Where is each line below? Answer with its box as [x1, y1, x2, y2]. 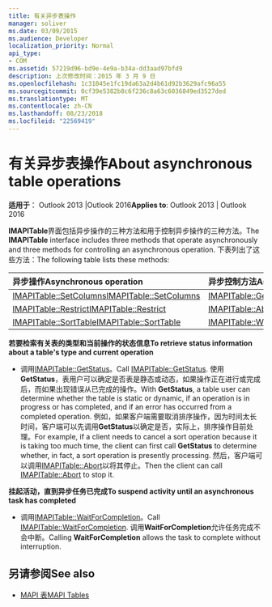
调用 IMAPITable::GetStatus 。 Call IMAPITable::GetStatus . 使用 [19, 363, 225, 373]
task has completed [8, 495, 77, 505]
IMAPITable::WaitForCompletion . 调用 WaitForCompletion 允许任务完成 [19, 522, 254, 532]
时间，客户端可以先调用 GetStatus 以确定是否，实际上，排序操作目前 [19, 422, 247, 431]
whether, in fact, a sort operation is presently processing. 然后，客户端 [19, 450, 256, 460]
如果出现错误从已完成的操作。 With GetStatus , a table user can [41, 384, 251, 393]
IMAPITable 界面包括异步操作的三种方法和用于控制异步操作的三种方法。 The [8, 226, 260, 236]
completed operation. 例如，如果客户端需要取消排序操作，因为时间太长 [19, 411, 257, 421]
